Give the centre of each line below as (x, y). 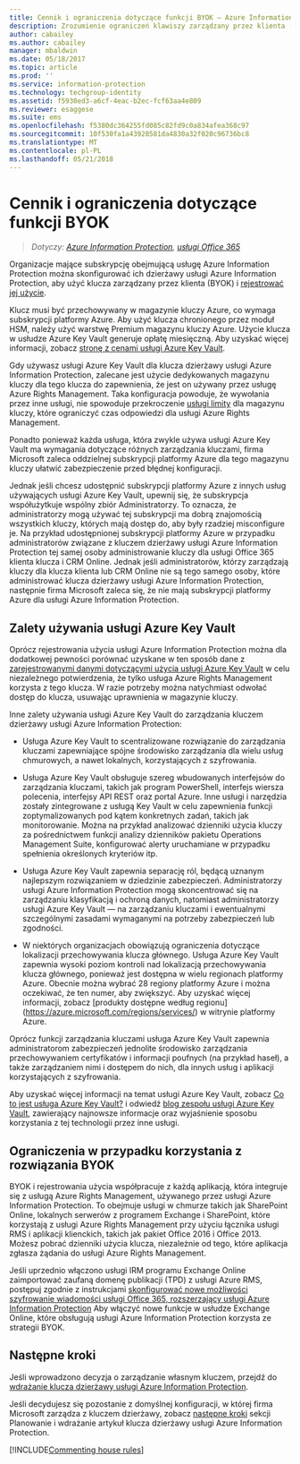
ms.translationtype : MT (54, 142)
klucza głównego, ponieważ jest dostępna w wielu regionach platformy (153, 974)
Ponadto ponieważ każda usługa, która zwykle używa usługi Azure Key (140, 440)
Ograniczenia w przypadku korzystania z (126, 1151)
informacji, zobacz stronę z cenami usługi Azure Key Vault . (117, 348)
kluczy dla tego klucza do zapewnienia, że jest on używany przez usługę (143, 385)
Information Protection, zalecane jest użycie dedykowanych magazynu (139, 375)
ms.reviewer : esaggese (51, 109)
